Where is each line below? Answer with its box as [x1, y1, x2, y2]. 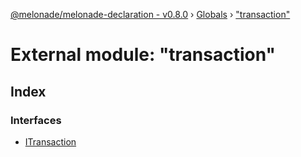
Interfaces [10, 113, 62, 127]
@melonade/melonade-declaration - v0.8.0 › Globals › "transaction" [10, 9, 291, 20]
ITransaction [24, 135, 77, 148]
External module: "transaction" [10, 44, 277, 66]
